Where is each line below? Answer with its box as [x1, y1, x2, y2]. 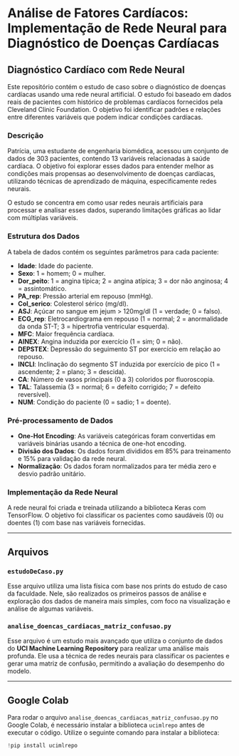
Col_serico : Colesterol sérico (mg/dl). [17, 299, 129, 308]
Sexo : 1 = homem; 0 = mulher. [17, 269, 106, 277]
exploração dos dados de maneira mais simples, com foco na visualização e [7, 596, 231, 605]
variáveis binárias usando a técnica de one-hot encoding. [17, 439, 186, 447]
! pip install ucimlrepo [7, 742, 78, 749]
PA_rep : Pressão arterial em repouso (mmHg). [17, 291, 154, 300]
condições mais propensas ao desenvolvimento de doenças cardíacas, [7, 170, 216, 178]
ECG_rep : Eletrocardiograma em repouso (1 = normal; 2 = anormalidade [17, 314, 229, 323]
